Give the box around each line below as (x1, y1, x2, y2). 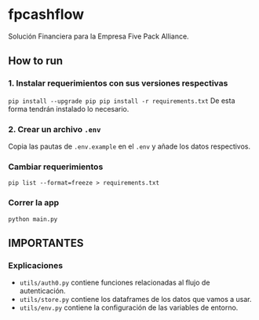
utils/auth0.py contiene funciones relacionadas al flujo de (19, 278, 210, 288)
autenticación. (19, 286, 66, 296)
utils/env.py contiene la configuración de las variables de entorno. (19, 303, 239, 312)
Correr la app (8, 197, 60, 208)
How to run (8, 54, 64, 68)
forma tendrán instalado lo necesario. (8, 104, 129, 113)
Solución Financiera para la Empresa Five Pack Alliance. (8, 31, 190, 41)
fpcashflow (8, 6, 85, 24)
